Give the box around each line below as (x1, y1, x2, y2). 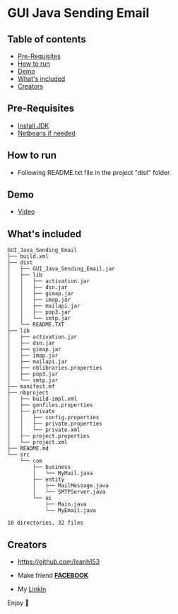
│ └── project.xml (7, 439, 69, 446)
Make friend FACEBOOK (17, 572, 89, 580)
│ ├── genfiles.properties (7, 402, 93, 409)
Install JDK (17, 121, 49, 130)
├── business (32, 464, 71, 471)
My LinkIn (17, 585, 47, 593)
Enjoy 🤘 (7, 598, 30, 607)
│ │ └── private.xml (7, 426, 81, 433)
